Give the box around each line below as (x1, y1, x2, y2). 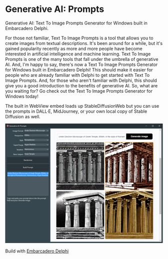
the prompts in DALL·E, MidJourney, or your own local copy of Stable (5, 108, 147, 114)
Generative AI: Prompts (5, 3, 104, 15)
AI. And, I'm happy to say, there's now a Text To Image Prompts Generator (5, 61, 158, 67)
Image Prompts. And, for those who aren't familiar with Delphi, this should (5, 77, 157, 83)
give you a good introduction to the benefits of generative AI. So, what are (5, 82, 158, 88)
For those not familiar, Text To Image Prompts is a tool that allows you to (5, 35, 153, 41)
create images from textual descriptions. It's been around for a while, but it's (5, 40, 163, 46)
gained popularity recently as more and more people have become (5, 45, 142, 51)
